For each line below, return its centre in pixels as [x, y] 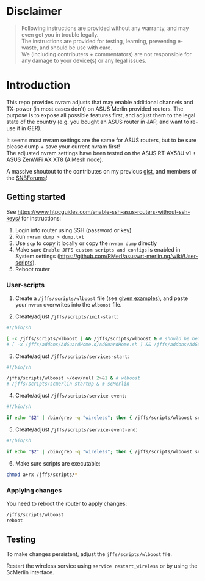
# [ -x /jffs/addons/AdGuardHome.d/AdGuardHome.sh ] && [79, 344]
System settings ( [37, 256]
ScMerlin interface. [31, 572]
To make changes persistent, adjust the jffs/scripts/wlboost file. [89, 554]
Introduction [38, 85]
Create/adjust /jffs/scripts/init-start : [67, 316]
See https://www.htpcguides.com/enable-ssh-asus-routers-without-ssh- [98, 211]
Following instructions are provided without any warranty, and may [105, 28]
